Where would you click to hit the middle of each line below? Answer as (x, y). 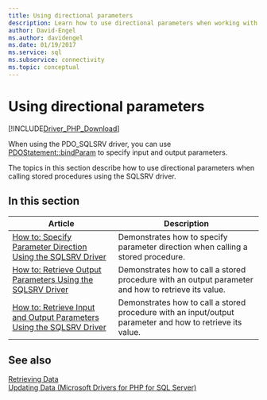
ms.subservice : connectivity (56, 60)
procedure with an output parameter (186, 279)
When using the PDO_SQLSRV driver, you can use (90, 144)
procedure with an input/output (176, 312)
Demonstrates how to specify (173, 237)
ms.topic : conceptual (44, 67)
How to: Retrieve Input (54, 307)
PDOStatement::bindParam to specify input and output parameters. (118, 152)
